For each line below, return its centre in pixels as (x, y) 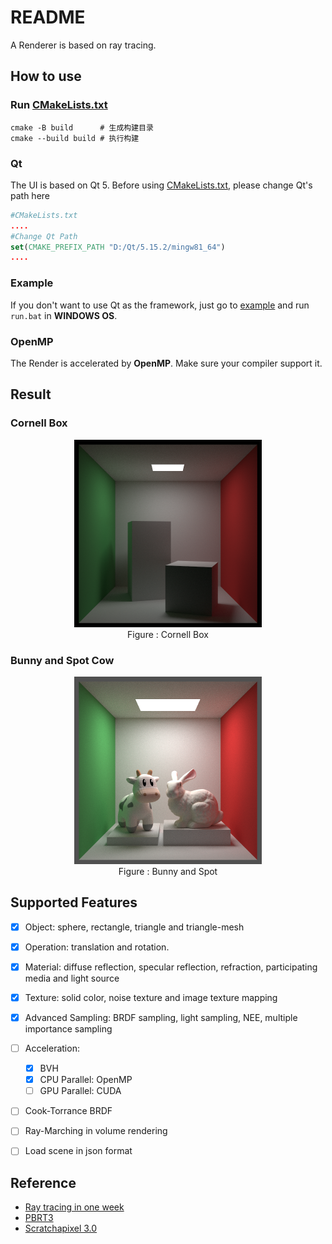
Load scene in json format (78, 1151)
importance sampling (68, 1029)
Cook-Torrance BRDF (68, 1111)
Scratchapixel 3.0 (61, 1228)
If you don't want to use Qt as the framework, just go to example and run (160, 305)
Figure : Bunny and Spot (168, 871)
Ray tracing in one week (74, 1207)
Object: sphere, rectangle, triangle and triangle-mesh (134, 927)
